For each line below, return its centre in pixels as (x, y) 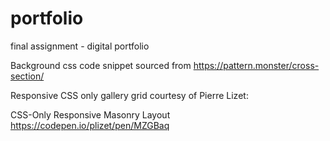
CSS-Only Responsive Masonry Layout (90, 114)
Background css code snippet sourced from (101, 65)
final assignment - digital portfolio (80, 46)
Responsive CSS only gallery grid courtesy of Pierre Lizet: (129, 95)
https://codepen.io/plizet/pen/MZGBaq (90, 125)
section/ (27, 76)
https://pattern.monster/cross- (256, 65)
